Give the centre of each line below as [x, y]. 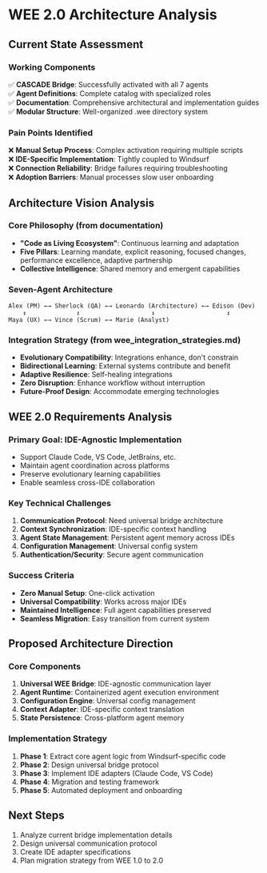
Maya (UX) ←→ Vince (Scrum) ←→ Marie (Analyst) [89, 320]
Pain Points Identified [51, 132]
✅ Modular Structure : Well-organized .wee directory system [108, 111]
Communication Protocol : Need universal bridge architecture [122, 521]
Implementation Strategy [58, 738]
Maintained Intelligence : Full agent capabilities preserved [116, 609]
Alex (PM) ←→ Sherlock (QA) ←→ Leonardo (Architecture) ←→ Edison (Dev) [132, 306]
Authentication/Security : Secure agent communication [112, 555]
